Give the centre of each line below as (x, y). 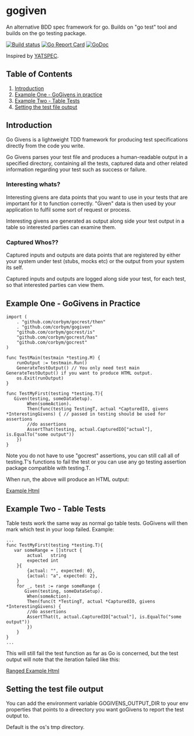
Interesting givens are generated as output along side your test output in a (95, 221)
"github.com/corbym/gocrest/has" (57, 337)
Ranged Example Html (33, 671)
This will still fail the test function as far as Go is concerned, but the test (92, 653)
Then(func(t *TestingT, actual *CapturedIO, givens (91, 601)
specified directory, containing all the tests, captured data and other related (97, 163)
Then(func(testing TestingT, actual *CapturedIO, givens (98, 409)
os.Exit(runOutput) (40, 378)
